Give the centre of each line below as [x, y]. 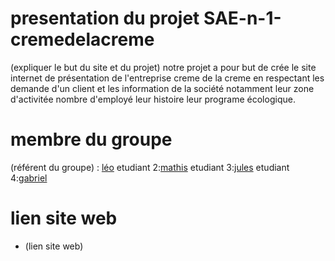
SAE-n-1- [242, 18]
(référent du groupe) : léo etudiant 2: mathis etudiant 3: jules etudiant [150, 167]
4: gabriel [29, 178]
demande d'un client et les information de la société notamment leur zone [162, 88]
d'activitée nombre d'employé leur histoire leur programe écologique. [153, 99]
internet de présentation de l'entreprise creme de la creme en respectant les [167, 78]
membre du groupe [91, 139]
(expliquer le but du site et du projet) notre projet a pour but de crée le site [163, 67]
